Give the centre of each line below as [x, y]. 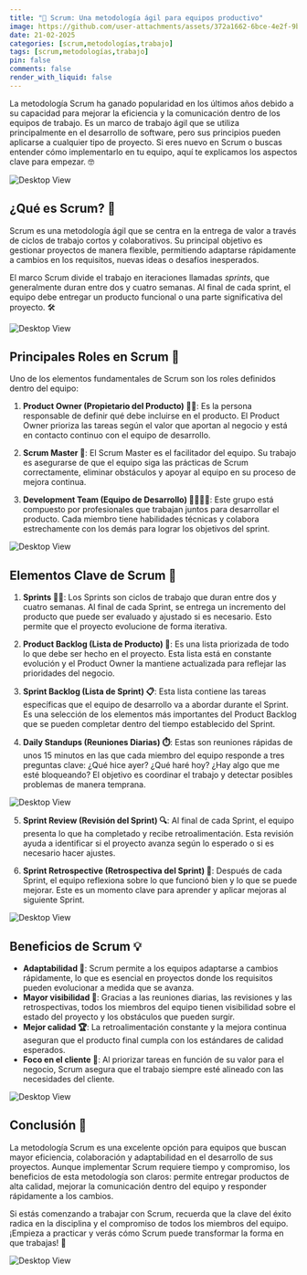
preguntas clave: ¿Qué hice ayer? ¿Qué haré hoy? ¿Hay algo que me [151, 765]
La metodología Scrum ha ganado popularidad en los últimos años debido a [152, 103]
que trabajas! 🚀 [38, 1242]
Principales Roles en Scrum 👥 [95, 357]
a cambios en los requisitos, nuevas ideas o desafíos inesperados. [134, 259]
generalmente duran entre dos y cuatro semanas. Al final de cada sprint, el [150, 287]
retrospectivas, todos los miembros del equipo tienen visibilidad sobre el [159, 1007]
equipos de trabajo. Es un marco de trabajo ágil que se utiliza [125, 122]
